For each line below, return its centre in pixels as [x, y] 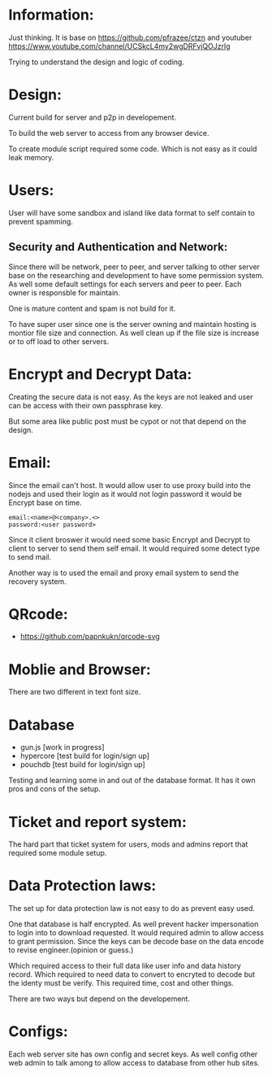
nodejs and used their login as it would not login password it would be [125, 494]
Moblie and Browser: [80, 669]
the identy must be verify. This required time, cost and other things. [121, 983]
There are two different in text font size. [75, 692]
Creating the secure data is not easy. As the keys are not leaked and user [131, 397]
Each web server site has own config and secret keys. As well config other [133, 1054]
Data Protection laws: [82, 886]
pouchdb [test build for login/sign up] [82, 765]
